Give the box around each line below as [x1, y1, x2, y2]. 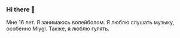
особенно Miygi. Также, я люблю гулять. [6, 25, 109, 32]
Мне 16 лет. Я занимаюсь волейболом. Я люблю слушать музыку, [6, 19, 175, 26]
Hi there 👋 [6, 5, 36, 14]
